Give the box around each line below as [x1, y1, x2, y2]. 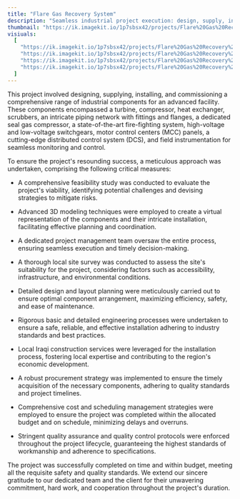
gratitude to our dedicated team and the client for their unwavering [7, 475, 204, 484]
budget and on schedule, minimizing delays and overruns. [17, 418, 189, 426]
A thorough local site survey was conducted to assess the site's [17, 258, 206, 266]
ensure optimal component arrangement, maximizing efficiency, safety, [17, 294, 228, 303]
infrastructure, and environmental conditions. [17, 273, 151, 281]
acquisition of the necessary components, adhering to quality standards [17, 381, 230, 390]
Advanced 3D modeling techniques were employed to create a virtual [17, 207, 222, 216]
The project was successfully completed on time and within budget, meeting [7, 460, 233, 469]
